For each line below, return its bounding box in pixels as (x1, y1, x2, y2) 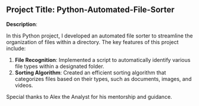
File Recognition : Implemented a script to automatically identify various (14, 56, 191, 63)
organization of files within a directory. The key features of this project (6, 38, 179, 45)
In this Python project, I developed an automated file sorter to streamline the (6, 32, 193, 39)
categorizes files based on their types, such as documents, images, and (14, 75, 192, 82)
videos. (14, 82, 33, 89)
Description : (6, 20, 38, 27)
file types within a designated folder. (14, 63, 104, 70)
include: (6, 45, 26, 52)
